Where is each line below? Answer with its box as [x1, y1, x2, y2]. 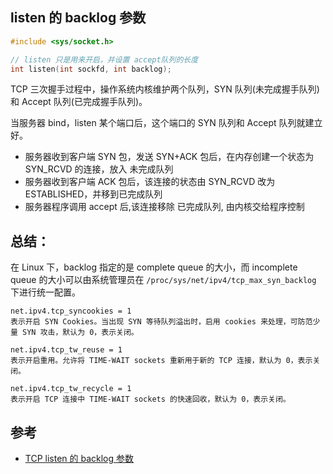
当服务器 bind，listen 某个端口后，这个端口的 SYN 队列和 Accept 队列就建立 [10, 117, 323, 129]
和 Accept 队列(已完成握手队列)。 [10, 96, 148, 108]
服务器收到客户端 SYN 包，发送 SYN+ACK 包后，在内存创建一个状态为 [24, 151, 315, 163]
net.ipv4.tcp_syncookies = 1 [10, 306, 132, 317]
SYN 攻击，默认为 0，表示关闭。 [22, 328, 139, 338]
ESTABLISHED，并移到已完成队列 [24, 188, 163, 200]
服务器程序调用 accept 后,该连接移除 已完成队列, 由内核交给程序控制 [24, 201, 305, 213]
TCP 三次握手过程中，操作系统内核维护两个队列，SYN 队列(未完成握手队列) [10, 83, 320, 95]
